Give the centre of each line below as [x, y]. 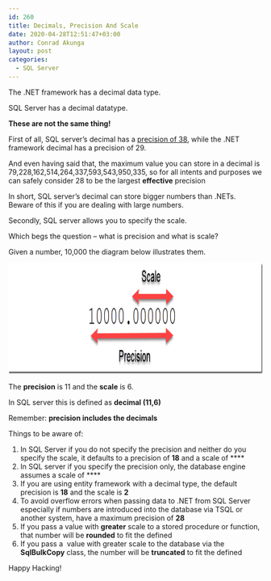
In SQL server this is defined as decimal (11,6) [85, 402]
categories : [28, 60]
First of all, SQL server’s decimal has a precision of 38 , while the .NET [124, 139]
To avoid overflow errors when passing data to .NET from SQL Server [135, 500]
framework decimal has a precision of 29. [77, 147]
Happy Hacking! [35, 568]
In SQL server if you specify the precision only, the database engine [133, 466]
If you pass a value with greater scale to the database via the [122, 543]
